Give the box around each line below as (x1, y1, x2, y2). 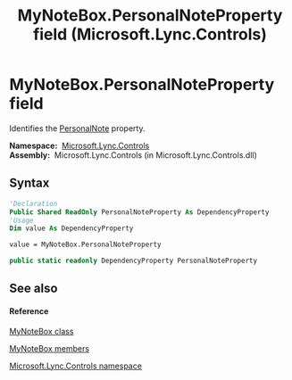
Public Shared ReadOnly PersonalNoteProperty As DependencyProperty (9, 207, 270, 217)
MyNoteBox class (9, 326, 74, 336)
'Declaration (9, 199, 58, 208)
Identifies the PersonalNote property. (9, 122, 146, 134)
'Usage (9, 216, 34, 225)
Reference (9, 305, 49, 317)
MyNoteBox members (9, 343, 90, 353)
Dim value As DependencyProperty (9, 224, 134, 233)
